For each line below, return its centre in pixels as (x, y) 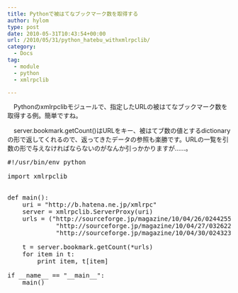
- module (27, 67)
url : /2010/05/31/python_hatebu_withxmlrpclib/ (79, 40)
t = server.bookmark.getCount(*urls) (88, 247)
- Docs (23, 54)
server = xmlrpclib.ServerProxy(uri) (88, 212)
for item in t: (49, 254)
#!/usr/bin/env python (47, 162)
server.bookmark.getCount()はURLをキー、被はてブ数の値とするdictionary (122, 131)
